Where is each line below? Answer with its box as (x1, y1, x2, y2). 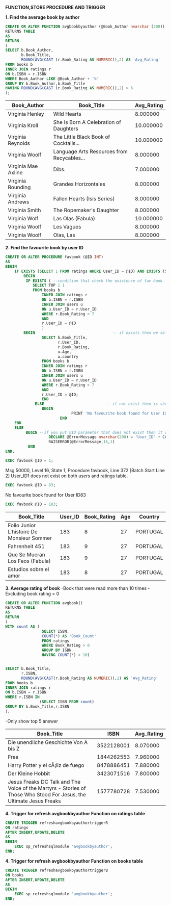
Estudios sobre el (8, 565, 49, 573)
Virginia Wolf (8, 215, 39, 222)
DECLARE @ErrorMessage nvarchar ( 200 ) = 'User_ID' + (48, 434, 160, 440)
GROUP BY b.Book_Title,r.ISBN (5, 704, 70, 709)
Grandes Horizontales (53, 180, 106, 188)
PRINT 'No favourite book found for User (71, 411, 160, 416)
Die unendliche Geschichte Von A (8, 739, 88, 746)
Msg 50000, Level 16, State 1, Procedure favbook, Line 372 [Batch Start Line (5, 467, 165, 473)
